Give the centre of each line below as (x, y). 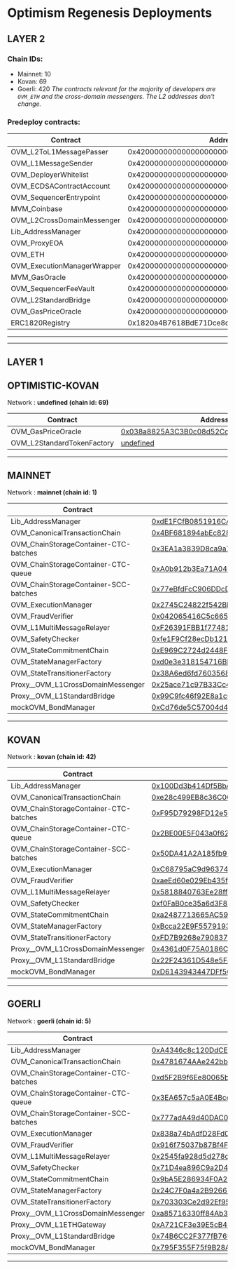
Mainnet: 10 (34, 74)
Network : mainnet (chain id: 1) (52, 492)
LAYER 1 (25, 362)
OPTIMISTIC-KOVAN (53, 385)
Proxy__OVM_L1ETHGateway (58, 1224)
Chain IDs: (25, 59)
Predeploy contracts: (44, 122)
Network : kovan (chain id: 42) (52, 757)
